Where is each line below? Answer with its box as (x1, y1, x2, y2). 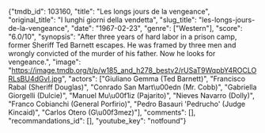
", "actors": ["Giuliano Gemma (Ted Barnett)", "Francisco (62, 74, 246, 83)
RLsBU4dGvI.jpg (8, 74, 62, 83)
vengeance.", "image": (8, 57, 81, 66)
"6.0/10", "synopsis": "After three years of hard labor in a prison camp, (8, 32, 237, 41)
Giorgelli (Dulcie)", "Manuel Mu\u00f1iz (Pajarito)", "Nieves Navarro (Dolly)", (8, 91, 256, 100)
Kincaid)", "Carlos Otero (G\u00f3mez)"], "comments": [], (8, 108, 196, 117)
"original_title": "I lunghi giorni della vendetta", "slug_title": (8, 15, 198, 25)
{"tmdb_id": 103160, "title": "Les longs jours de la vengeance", (8, 7, 210, 16)
